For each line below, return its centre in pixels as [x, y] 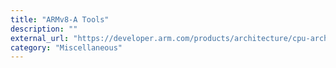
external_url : [40, 38]
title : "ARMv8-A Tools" [60, 19]
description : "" [44, 29]
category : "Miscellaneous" [66, 47]
